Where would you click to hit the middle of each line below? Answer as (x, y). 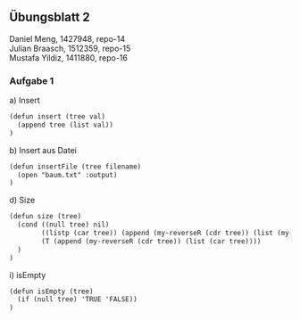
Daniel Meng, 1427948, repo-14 (67, 38)
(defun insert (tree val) (57, 117)
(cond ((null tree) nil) (63, 225)
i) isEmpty (28, 275)
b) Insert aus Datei (43, 150)
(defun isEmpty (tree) (51, 291)
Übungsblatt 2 (50, 17)
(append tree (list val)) (66, 125)
